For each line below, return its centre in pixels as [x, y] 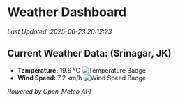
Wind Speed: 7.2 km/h [50, 78]
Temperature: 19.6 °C [49, 70]
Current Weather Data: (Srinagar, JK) [90, 53]
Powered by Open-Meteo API [50, 91]
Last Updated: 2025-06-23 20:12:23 [60, 31]
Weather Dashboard [67, 12]
